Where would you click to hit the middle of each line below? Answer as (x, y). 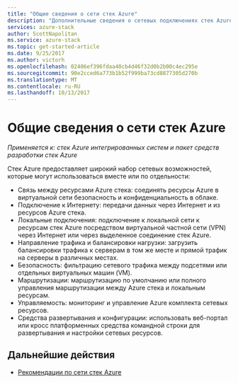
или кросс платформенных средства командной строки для (109, 326)
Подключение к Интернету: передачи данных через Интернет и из (119, 205)
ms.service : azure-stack (44, 40)
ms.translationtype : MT (42, 80)
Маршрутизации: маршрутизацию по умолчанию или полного (112, 280)
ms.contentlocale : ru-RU (44, 86)
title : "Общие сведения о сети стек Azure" (73, 14)
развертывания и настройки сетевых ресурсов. (90, 333)
